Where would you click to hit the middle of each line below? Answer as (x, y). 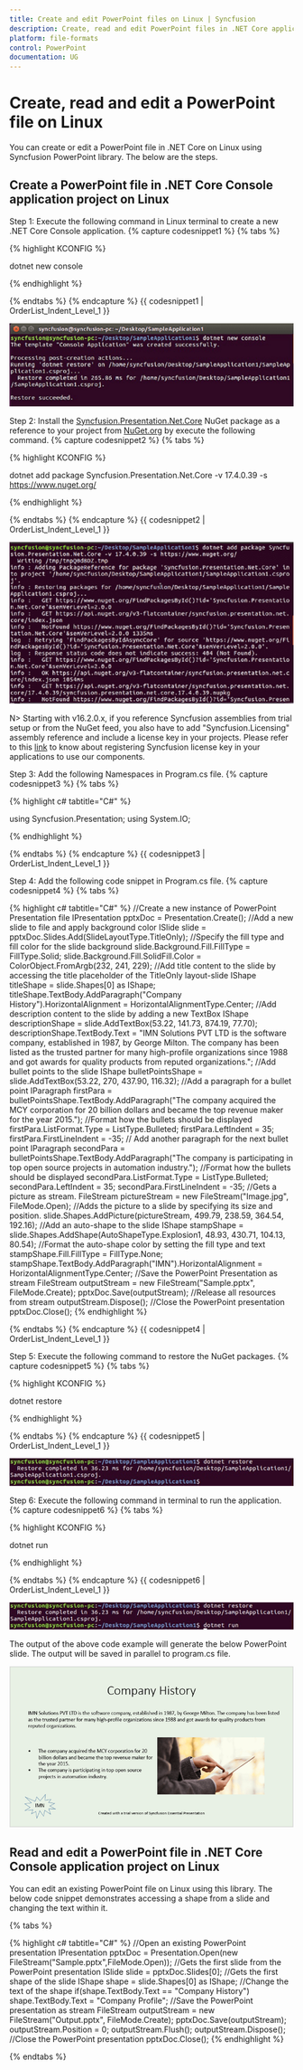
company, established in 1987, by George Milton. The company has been (144, 1043)
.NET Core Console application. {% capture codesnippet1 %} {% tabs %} (145, 231)
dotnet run (29, 1545)
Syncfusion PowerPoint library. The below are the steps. (114, 157)
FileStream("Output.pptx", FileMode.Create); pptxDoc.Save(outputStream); (148, 2019)
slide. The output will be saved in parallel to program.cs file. (120, 1654)
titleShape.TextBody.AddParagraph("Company (96, 995)
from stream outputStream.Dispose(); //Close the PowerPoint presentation (147, 1302)
